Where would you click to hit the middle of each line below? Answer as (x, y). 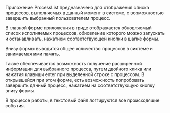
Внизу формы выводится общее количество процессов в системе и (79, 48)
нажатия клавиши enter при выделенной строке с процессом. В (75, 74)
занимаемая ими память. (33, 54)
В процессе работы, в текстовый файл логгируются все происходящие (82, 100)
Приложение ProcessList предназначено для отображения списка (77, 7)
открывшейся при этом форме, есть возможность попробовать (75, 80)
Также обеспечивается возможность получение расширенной (74, 64)
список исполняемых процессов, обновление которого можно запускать (85, 33)
